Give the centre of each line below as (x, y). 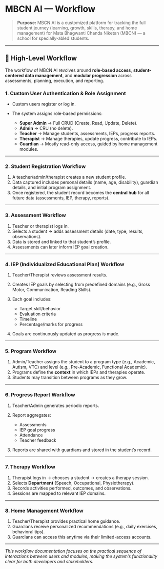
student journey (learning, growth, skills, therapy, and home (77, 27)
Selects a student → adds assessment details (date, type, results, (78, 231)
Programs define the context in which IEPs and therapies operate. (79, 372)
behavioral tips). (28, 532)
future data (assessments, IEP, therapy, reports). (61, 198)
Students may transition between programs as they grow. (70, 378)
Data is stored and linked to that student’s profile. (61, 242)
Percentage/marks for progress (51, 324)
